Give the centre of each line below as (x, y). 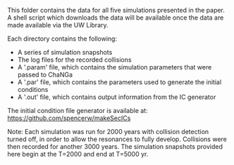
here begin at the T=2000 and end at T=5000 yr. (78, 154)
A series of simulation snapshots (65, 52)
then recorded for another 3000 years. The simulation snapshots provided (115, 146)
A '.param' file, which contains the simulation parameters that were (115, 67)
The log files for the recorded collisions (74, 60)
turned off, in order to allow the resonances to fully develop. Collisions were (117, 139)
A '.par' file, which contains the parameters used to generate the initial (119, 82)
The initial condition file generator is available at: (78, 111)
